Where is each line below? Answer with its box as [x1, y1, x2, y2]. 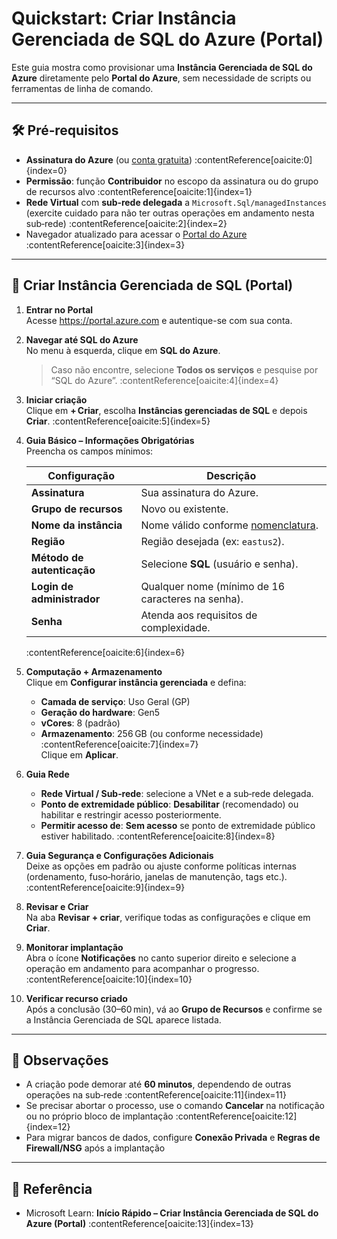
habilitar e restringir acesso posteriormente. [40, 808, 222, 821]
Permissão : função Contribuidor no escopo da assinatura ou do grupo [25, 175, 319, 187]
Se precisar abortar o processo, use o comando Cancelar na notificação [25, 1100, 325, 1112]
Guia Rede [25, 768, 70, 780]
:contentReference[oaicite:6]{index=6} [25, 646, 186, 658]
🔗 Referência [11, 1180, 93, 1197]
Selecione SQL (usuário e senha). [140, 557, 299, 571]
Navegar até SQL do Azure [25, 333, 139, 346]
